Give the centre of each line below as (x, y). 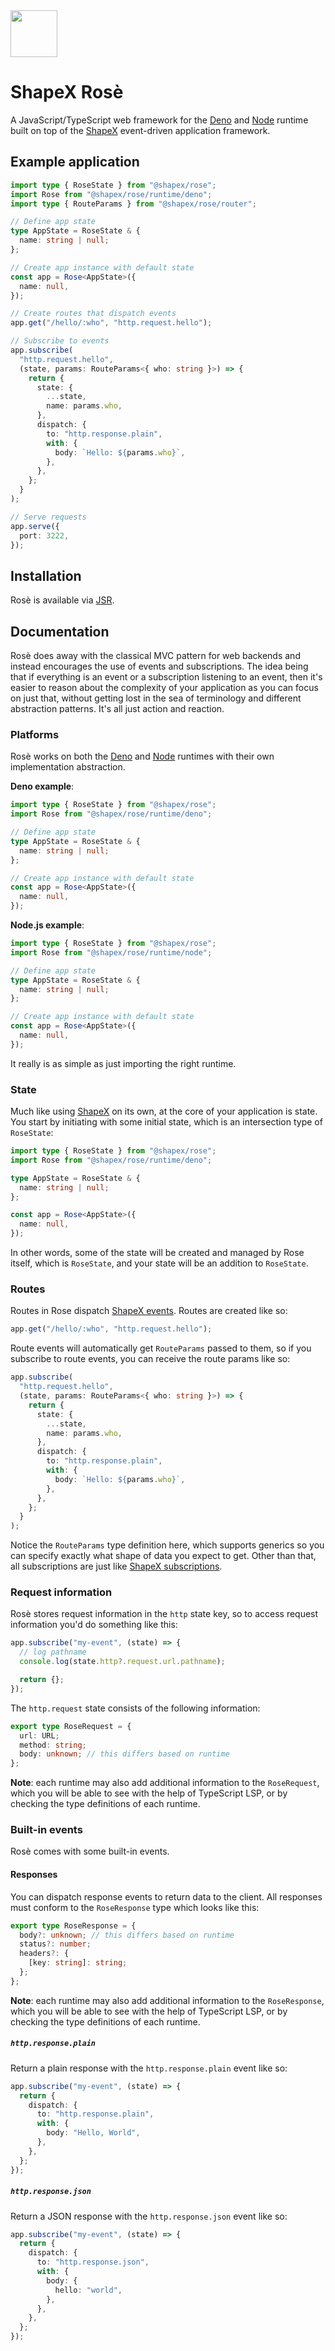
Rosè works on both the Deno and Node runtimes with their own (142, 756)
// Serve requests (48, 517)
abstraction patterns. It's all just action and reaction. (117, 708)
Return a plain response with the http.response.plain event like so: (149, 2068)
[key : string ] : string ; (78, 1963)
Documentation (60, 631)
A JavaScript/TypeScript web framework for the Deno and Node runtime (159, 120)
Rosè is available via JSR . (62, 600)
